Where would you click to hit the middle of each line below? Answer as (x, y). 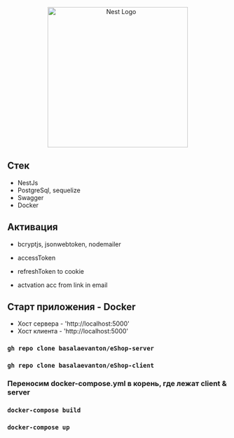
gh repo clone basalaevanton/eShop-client (81, 366)
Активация (33, 227)
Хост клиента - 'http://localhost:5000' (73, 331)
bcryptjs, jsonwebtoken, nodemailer (69, 244)
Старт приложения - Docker (71, 307)
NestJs (28, 182)
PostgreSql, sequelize (49, 190)
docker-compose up (39, 427)
